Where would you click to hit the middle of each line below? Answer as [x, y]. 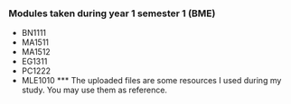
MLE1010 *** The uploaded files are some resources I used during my [151, 81]
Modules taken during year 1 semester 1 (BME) [112, 13]
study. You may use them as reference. [94, 90]
